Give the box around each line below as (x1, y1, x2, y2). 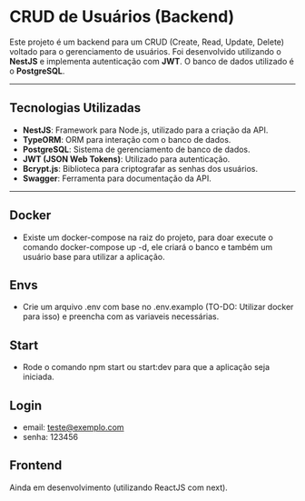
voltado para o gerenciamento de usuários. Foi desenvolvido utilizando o (9, 45, 281, 56)
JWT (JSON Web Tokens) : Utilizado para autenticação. (22, 153, 231, 165)
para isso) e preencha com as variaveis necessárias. (22, 311, 220, 322)
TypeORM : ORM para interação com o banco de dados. (22, 134, 231, 145)
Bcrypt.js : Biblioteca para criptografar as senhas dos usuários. (22, 163, 259, 174)
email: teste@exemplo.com (22, 422, 124, 433)
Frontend (9, 457, 63, 474)
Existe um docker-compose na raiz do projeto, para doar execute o (22, 232, 274, 243)
